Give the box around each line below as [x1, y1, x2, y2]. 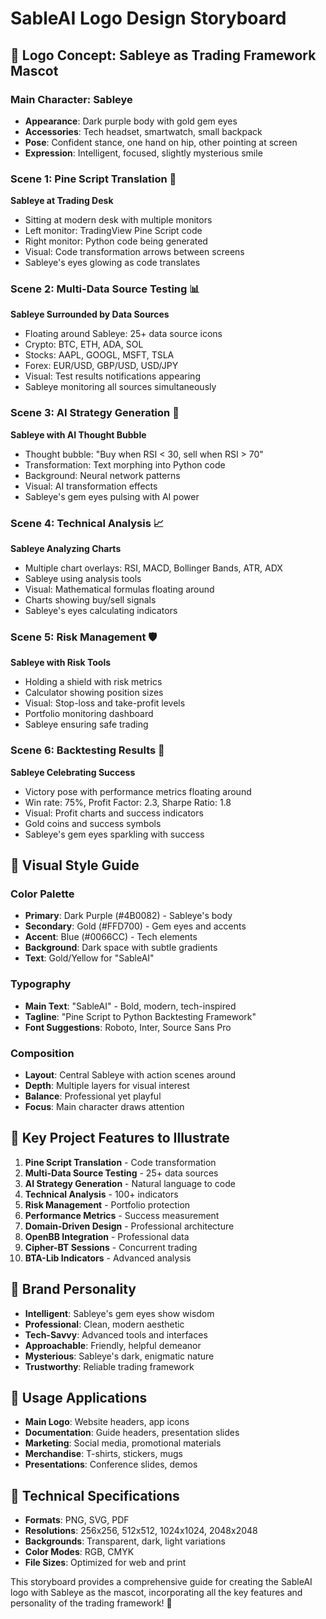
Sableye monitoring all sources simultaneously [24, 381, 217, 393]
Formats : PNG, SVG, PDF [24, 1514, 130, 1526]
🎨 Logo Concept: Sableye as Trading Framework [10, 47, 317, 64]
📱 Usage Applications [10, 1389, 148, 1406]
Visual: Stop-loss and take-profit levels [24, 697, 186, 709]
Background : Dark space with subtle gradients [24, 942, 218, 954]
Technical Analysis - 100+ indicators [24, 1188, 179, 1200]
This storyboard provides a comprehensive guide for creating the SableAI [10, 1576, 313, 1588]
